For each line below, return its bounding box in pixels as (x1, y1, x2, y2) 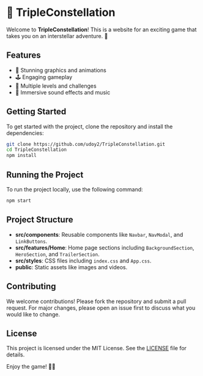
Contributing (6, 282, 56, 292)
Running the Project (6, 169, 84, 180)
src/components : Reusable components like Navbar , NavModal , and (15, 231, 183, 238)
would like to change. (6, 310, 60, 318)
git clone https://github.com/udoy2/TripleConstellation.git (6, 141, 166, 147)
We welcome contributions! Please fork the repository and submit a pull (6, 297, 186, 305)
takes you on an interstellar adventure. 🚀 (6, 32, 108, 39)
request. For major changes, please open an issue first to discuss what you (6, 304, 196, 312)
